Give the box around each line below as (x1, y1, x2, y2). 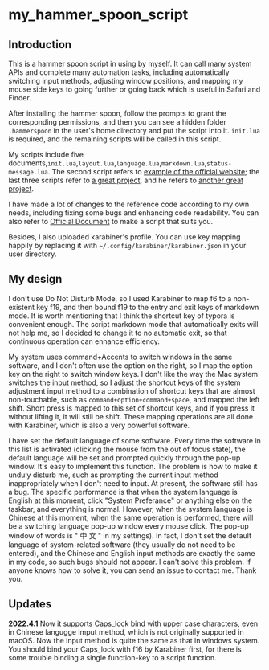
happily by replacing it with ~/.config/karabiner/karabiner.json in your (8, 241, 247, 250)
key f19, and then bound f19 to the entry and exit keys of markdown (35, 302, 259, 312)
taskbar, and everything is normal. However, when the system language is (8, 504, 253, 513)
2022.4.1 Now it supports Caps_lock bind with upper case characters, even (8, 619, 259, 628)
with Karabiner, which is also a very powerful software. (8, 420, 190, 430)
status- (206, 160, 232, 168)
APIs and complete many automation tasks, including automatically (8, 67, 230, 77)
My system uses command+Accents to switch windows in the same (8, 352, 233, 362)
